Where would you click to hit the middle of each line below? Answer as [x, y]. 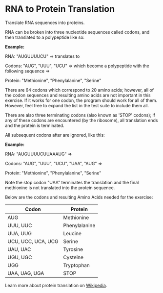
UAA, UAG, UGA [26, 273]
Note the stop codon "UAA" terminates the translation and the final [72, 182]
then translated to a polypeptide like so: [45, 37]
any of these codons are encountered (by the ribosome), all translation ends [81, 120]
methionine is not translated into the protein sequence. [60, 188]
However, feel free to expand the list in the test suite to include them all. [77, 105]
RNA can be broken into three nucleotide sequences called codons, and [77, 32]
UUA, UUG [20, 233]
